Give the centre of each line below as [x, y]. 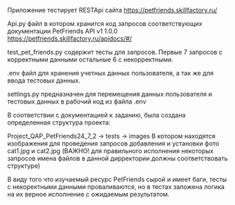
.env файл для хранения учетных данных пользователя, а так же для [110, 73]
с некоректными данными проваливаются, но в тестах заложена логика [116, 187]
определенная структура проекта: [59, 122]
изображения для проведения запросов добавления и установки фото [113, 143]
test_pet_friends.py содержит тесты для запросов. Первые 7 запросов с [115, 52]
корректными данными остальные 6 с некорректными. [90, 59]
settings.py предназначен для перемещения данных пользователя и [110, 94]
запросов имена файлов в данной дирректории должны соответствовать [117, 158]
